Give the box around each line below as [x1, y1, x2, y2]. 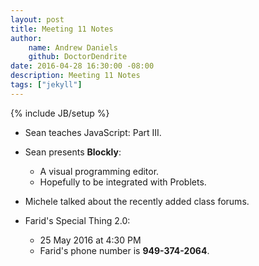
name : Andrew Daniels [28, 42, 118, 53]
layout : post [10, 14, 65, 25]
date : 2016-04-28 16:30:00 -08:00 [10, 61, 155, 71]
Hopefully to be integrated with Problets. [39, 176, 207, 188]
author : [10, 33, 43, 43]
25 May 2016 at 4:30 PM [39, 234, 142, 246]
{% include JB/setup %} [10, 107, 110, 119]
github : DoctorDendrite [28, 52, 128, 62]
